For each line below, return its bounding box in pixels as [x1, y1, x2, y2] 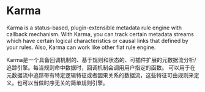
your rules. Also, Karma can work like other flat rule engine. [6, 44, 156, 51]
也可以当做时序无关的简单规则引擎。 [17, 79, 108, 86]
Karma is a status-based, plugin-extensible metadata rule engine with [6, 24, 182, 31]
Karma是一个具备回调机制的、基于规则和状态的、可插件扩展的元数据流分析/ [6, 56, 196, 63]
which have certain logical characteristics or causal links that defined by [6, 37, 188, 44]
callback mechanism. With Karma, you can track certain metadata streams [6, 30, 194, 37]
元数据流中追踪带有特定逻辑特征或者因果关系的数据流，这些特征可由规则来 [6, 71, 194, 79]
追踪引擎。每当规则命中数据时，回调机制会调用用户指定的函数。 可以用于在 [6, 64, 196, 71]
